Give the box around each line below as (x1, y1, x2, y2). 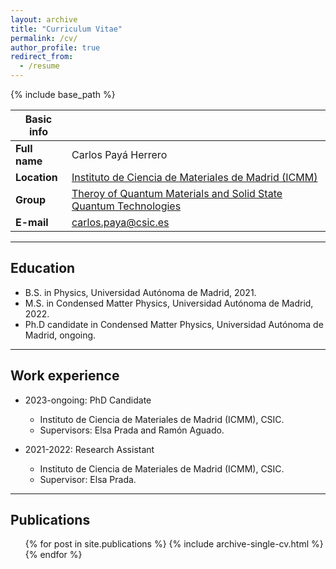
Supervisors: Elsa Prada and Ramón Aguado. (39, 424, 225, 436)
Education (10, 260, 76, 277)
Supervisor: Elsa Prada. (39, 473, 137, 485)
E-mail (15, 216, 49, 229)
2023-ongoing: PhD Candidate (24, 394, 152, 406)
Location (15, 171, 58, 184)
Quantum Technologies (71, 199, 182, 213)
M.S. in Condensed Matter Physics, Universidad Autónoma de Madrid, (24, 297, 314, 309)
